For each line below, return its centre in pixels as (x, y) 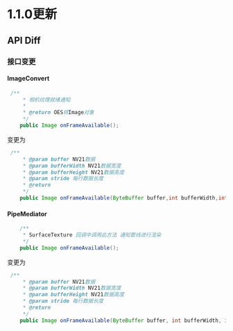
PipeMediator (27, 213)
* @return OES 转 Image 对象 (59, 113)
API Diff (24, 40)
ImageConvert (28, 79)
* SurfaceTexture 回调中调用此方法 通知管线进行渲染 (92, 235)
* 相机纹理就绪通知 (46, 99)
